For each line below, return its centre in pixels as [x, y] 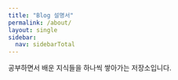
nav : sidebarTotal [45, 45]
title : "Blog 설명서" [41, 15]
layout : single [33, 30]
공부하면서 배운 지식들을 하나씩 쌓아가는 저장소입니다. [90, 68]
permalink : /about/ [40, 23]
